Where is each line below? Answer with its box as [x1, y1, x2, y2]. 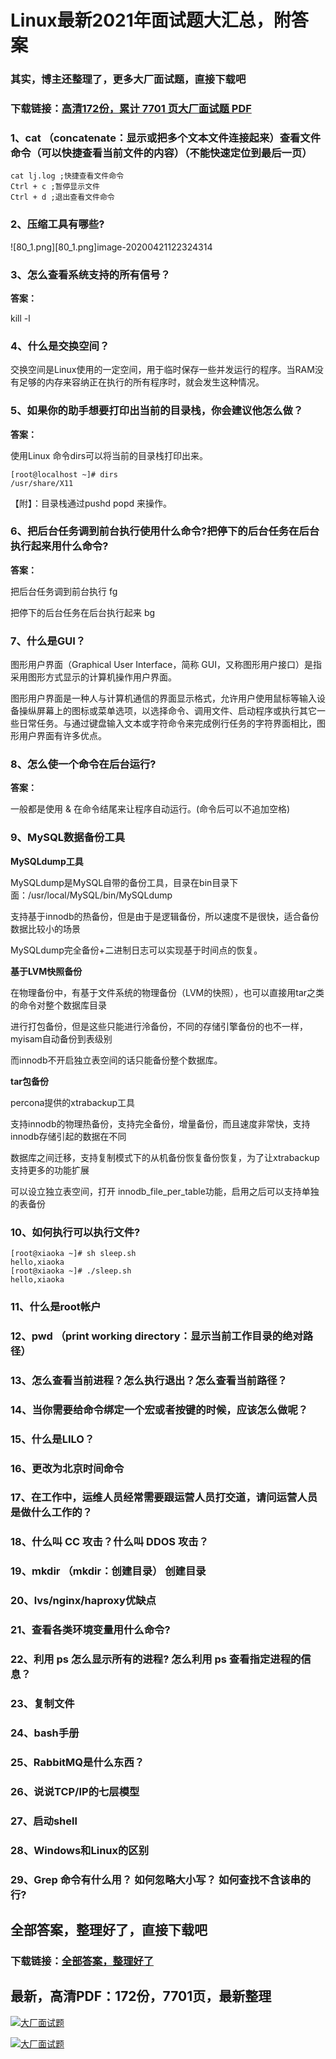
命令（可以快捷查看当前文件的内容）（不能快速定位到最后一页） [10, 146, 313, 160]
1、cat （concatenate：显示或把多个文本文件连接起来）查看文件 [10, 131, 322, 145]
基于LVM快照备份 [10, 965, 83, 977]
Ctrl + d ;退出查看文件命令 [10, 192, 115, 203]
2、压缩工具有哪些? [10, 217, 105, 231]
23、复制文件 [10, 1696, 75, 1710]
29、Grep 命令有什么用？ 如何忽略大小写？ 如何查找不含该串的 [10, 1872, 312, 1886]
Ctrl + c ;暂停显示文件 [10, 182, 100, 192]
